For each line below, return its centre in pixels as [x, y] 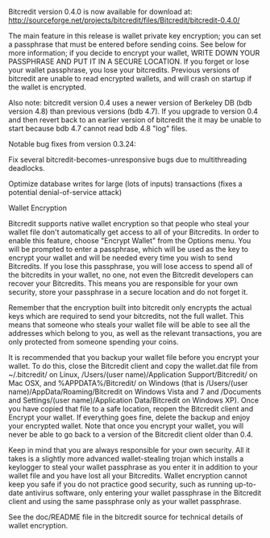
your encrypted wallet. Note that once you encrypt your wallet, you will [126, 426]
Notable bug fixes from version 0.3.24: [73, 144]
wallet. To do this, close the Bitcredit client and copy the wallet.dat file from [133, 366]
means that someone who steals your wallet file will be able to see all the [129, 325]
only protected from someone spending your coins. [93, 342]
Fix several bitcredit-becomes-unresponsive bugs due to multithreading [128, 159]
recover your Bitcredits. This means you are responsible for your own [123, 283]
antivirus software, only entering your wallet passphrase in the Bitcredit [143, 493]
